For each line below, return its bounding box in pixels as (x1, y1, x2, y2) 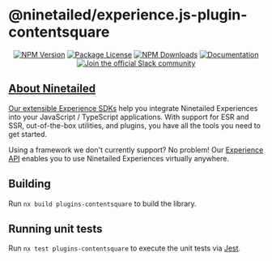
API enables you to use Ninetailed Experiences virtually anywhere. (8, 153, 229, 163)
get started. (8, 129, 47, 139)
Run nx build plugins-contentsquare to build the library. (8, 199, 197, 208)
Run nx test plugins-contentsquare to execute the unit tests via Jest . (8, 243, 241, 253)
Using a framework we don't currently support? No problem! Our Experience (8, 144, 264, 155)
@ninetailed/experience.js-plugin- (8, 6, 248, 24)
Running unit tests (8, 221, 103, 236)
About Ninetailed (8, 82, 96, 96)
